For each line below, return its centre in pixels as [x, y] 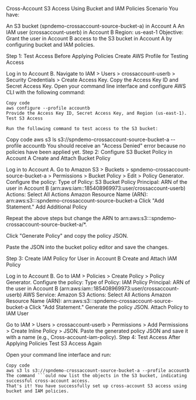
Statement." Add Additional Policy [47, 207]
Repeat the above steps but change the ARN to [63, 218]
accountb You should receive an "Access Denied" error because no [104, 146]
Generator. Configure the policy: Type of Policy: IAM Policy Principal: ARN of [98, 282]
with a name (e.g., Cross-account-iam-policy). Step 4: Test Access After [93, 337]
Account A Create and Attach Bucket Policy [59, 158]
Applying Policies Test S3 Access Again [54, 343]
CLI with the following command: [46, 92]
